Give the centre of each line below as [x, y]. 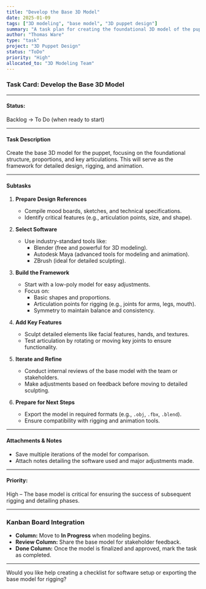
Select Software [36, 230]
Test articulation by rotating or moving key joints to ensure [98, 341]
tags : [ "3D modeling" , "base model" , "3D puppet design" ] [82, 23]
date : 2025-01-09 [29, 18]
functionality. [41, 347]
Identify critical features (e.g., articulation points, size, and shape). [108, 217]
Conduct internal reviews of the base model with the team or [101, 371]
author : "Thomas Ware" [35, 35]
